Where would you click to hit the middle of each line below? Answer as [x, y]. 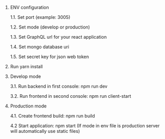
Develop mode [26, 76]
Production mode [28, 106]
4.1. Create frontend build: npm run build [53, 116]
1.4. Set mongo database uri [40, 47]
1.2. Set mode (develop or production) [50, 27]
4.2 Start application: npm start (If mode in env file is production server [85, 126]
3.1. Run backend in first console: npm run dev [59, 86]
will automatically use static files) [45, 131]
